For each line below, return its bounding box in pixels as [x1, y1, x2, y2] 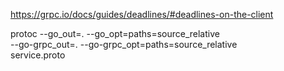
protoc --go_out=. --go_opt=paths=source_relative [10, 28, 220, 39]
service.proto [10, 49, 66, 61]
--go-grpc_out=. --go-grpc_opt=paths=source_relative [10, 39, 238, 50]
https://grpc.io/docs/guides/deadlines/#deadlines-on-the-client [10, 9, 274, 20]
